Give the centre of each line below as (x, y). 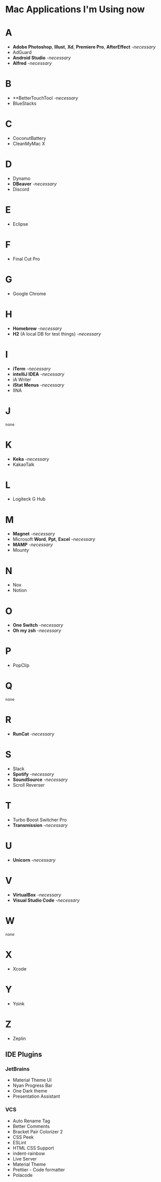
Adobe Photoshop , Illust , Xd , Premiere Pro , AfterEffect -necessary (84, 47)
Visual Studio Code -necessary (46, 900)
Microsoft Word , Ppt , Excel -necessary (54, 539)
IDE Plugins (24, 1054)
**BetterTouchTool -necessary (45, 98)
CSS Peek (23, 1137)
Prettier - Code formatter (39, 1169)
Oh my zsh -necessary (37, 631)
